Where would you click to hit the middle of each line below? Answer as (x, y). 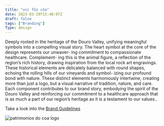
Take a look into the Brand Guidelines (43, 109)
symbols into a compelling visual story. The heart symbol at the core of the (81, 47)
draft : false (18, 19)
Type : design (18, 28)
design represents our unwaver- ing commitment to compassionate (73, 52)
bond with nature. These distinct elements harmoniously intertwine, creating (82, 78)
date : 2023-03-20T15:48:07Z (34, 14)
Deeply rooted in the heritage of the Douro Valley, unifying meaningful (76, 42)
